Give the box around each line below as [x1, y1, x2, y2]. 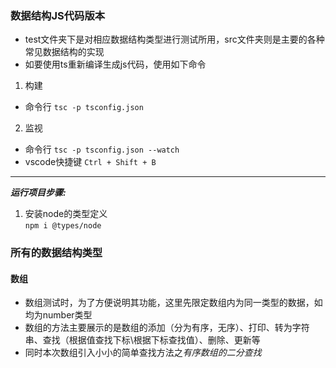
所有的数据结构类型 [10, 246, 103, 260]
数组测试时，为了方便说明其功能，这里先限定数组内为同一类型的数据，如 [24, 297, 323, 309]
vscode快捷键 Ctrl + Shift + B [24, 156, 157, 168]
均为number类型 [24, 309, 93, 321]
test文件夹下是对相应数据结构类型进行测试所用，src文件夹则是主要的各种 [24, 33, 325, 46]
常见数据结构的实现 [24, 46, 105, 58]
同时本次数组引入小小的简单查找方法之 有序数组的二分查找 [24, 347, 262, 359]
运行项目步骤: [10, 187, 67, 199]
